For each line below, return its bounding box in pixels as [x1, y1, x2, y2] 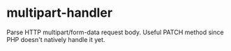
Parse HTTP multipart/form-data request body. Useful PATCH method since [6, 28, 224, 36]
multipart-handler [6, 5, 113, 21]
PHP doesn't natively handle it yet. [6, 35, 105, 43]
